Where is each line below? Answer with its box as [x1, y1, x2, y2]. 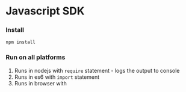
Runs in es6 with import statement [14, 73, 100, 81]
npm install [5, 39, 36, 46]
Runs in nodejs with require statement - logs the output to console [14, 67, 180, 74]
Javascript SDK [5, 4, 85, 18]
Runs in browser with [14, 79, 67, 87]
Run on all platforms [5, 53, 66, 61]
